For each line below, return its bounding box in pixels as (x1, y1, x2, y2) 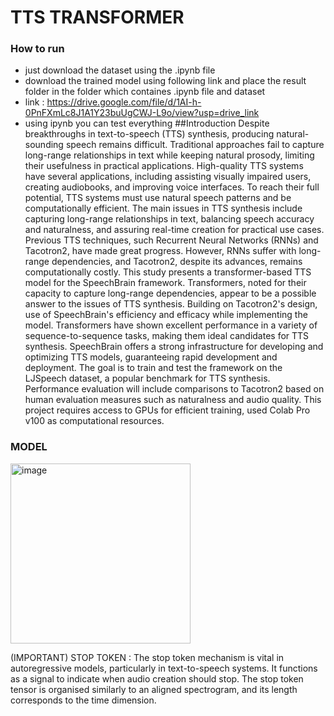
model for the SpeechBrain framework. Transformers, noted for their (24, 277, 307, 289)
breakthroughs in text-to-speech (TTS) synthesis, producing (24, 128, 275, 140)
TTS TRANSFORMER (10, 6, 185, 29)
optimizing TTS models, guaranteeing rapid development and (24, 351, 278, 363)
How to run (10, 42, 65, 56)
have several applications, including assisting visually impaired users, (24, 171, 312, 183)
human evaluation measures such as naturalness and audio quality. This (24, 394, 322, 406)
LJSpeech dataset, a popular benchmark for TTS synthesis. (24, 372, 271, 385)
